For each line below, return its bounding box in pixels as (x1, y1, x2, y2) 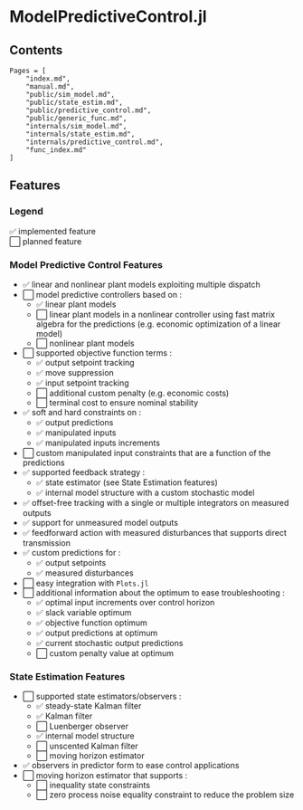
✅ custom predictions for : (22, 547, 121, 557)
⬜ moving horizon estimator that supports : (22, 770, 188, 781)
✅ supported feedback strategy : (22, 466, 146, 477)
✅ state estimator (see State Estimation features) (35, 477, 219, 488)
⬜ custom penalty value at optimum (35, 647, 175, 658)
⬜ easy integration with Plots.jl (22, 577, 149, 588)
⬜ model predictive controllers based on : (22, 289, 183, 300)
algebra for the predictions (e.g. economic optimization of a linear (35, 319, 281, 329)
